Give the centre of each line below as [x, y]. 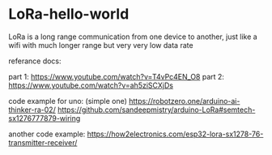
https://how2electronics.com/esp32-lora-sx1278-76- [175, 134]
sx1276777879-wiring [45, 118]
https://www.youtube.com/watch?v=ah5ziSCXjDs [91, 85]
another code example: [47, 134]
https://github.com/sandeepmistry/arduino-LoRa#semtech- [157, 110]
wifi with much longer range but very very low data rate [101, 45]
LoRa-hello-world [69, 14]
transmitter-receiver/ [43, 142]
